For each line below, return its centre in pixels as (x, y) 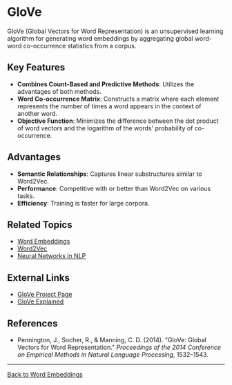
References (32, 323)
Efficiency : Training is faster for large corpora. (83, 203)
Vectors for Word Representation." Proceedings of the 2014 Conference (119, 347)
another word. (37, 113)
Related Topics (40, 225)
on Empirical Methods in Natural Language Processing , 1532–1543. (113, 355)
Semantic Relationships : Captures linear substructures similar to (109, 174)
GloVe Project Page (45, 295)
